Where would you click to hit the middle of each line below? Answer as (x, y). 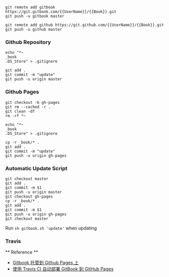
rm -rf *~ (16, 116)
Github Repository (28, 42)
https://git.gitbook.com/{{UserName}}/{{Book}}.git (61, 12)
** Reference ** (22, 252)
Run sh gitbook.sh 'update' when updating (51, 228)
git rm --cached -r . (28, 107)
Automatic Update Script (36, 168)
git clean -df (20, 111)
